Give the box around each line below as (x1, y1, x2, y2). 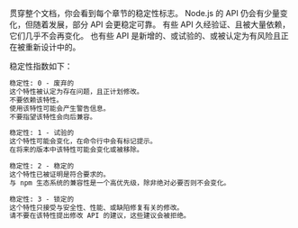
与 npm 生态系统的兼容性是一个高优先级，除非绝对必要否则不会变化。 (9, 178, 231, 187)
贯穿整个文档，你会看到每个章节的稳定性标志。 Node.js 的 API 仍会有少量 (9, 8, 281, 18)
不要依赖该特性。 (9, 96, 64, 105)
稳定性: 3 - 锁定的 (9, 195, 75, 204)
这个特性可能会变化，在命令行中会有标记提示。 (9, 137, 158, 146)
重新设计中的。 (24, 41, 81, 52)
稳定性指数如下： (9, 61, 73, 71)
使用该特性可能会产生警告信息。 (9, 104, 111, 113)
